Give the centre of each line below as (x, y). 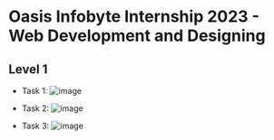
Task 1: (34, 91)
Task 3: (35, 126)
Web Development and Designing (137, 36)
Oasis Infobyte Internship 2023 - (134, 17)
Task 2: (35, 108)
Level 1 (28, 69)
